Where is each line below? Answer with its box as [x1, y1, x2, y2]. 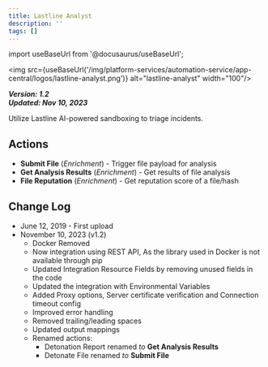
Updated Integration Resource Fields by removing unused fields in [32, 265, 253, 274]
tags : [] [8, 27, 38, 35]
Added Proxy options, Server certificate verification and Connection [32, 290, 259, 300]
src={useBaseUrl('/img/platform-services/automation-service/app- [27, 65, 252, 75]
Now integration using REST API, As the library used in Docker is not [32, 247, 261, 257]
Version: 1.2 [8, 89, 50, 99]
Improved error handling [32, 308, 113, 317]
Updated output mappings [32, 325, 120, 334]
